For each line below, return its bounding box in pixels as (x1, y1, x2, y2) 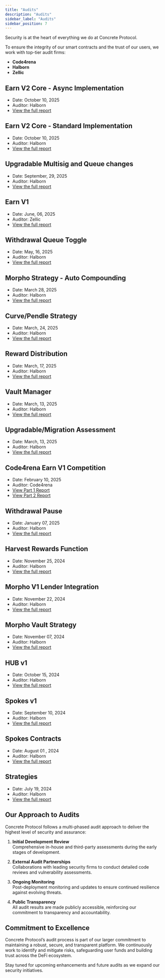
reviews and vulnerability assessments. (12, 869, 92, 875)
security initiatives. (5, 968, 43, 974)
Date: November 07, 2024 (12, 634, 65, 640)
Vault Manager (5, 388, 52, 396)
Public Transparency (12, 899, 56, 905)
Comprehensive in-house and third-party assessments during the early (12, 844, 157, 850)
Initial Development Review (12, 838, 69, 844)
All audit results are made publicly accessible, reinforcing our (12, 904, 136, 910)
